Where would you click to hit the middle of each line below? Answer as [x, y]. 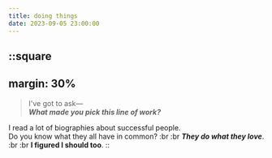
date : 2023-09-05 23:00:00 [54, 23]
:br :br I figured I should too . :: [59, 145]
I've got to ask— [56, 103]
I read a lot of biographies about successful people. [95, 127]
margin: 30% [42, 84]
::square [30, 56]
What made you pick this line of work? [94, 112]
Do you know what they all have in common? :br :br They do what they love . [136, 136]
